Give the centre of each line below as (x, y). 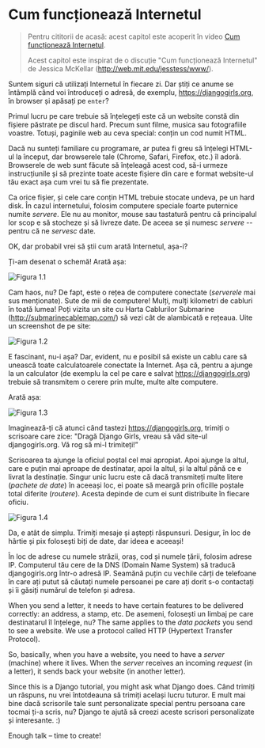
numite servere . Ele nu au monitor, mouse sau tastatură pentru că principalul (132, 214)
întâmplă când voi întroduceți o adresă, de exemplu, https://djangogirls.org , (131, 92)
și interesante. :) (34, 720)
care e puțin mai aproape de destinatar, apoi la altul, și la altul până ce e (125, 468)
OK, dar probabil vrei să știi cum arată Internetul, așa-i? (98, 246)
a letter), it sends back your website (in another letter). (97, 671)
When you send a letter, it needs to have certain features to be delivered (126, 605)
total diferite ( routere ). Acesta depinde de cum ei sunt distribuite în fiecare (129, 493)
